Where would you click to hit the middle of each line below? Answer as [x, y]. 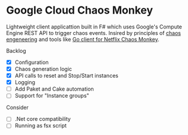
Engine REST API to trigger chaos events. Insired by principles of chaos [94, 33]
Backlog [16, 50]
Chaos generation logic [43, 69]
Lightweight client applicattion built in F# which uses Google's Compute [94, 27]
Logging [25, 82]
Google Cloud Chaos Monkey [80, 10]
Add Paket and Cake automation [54, 89]
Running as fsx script [41, 126]
